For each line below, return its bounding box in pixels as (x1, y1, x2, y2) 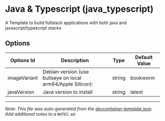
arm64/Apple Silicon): (42, 80, 93, 87)
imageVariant (7, 74, 38, 81)
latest (130, 89, 143, 95)
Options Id (10, 57, 35, 63)
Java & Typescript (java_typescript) (5, 3, 154, 15)
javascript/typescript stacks (5, 25, 61, 30)
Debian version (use (42, 68, 89, 75)
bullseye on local (42, 74, 82, 81)
